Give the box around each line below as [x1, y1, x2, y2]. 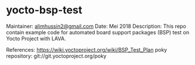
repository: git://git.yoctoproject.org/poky [6, 52, 107, 59]
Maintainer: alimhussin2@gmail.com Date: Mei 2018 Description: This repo [6, 23, 187, 30]
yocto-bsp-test [6, 3, 82, 17]
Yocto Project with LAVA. [6, 35, 66, 42]
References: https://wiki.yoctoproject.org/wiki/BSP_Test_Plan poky [6, 46, 167, 53]
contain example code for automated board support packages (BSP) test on [6, 28, 190, 35]
